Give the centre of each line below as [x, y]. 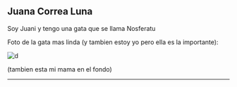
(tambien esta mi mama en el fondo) [60, 69]
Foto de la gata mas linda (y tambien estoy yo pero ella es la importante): [113, 42]
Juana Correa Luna [50, 12]
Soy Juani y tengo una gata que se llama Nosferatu [81, 28]
